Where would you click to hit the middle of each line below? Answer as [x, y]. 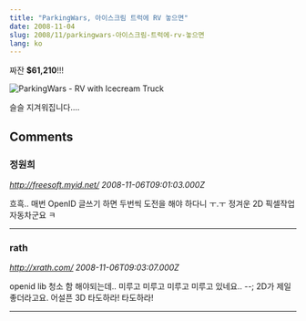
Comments [41, 136]
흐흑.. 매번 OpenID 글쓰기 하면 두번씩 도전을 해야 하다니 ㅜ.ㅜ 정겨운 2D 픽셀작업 [153, 203]
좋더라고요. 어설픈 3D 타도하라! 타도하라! [82, 298]
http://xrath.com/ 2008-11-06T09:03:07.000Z [94, 268]
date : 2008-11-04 [42, 26]
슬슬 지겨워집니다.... [45, 108]
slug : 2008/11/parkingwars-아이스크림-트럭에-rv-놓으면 [107, 35]
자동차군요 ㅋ [33, 214]
